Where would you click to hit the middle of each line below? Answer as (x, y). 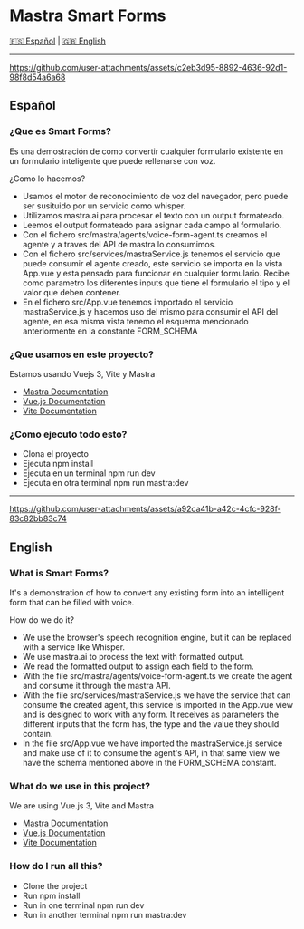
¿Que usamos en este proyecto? (81, 354)
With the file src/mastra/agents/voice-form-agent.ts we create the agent (157, 675)
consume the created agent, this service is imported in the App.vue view (158, 704)
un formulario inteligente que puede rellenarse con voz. (113, 160)
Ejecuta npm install (57, 464)
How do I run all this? (56, 866)
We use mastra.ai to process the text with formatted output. (133, 656)
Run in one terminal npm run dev (83, 905)
